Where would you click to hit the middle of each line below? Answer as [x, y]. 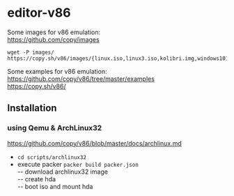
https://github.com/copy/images [53, 39]
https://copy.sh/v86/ [37, 86]
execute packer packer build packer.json [78, 164]
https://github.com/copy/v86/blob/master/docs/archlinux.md [95, 143]
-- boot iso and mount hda [55, 186]
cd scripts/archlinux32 [52, 157]
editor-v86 [39, 13]
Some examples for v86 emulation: [57, 71]
